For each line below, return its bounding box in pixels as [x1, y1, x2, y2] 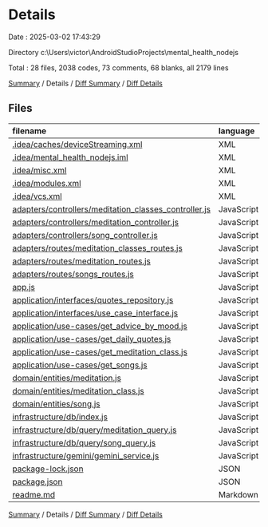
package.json [12, 476, 63, 487]
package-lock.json [12, 463, 84, 474]
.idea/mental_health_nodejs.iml [12, 152, 129, 163]
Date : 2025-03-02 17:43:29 [8, 32, 101, 42]
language [218, 125, 255, 137]
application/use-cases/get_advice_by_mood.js [12, 320, 187, 331]
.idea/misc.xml [12, 164, 67, 176]
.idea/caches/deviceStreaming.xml [12, 138, 143, 149]
